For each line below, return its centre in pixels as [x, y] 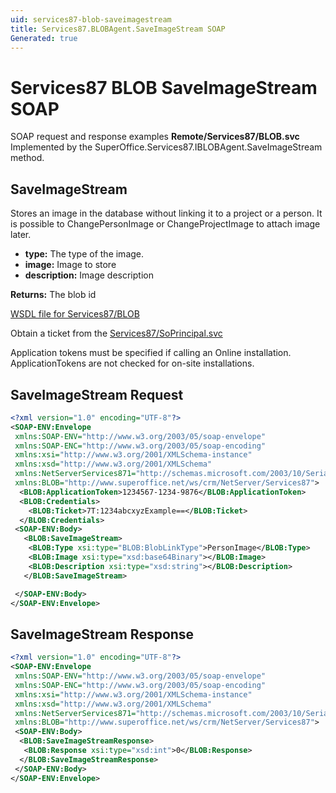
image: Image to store [70, 265]
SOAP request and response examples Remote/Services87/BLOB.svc [155, 137]
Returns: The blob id [53, 295]
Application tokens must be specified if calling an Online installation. [151, 353]
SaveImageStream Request [97, 394]
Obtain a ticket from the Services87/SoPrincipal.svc [116, 333]
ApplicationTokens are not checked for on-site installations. [132, 363]
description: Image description [89, 275]
